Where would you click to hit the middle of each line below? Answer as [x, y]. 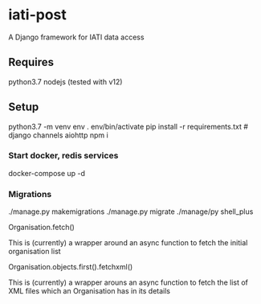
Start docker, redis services [63, 156]
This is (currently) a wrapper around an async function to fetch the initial [128, 243]
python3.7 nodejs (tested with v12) [65, 81]
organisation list [35, 252]
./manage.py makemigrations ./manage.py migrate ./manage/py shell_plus [131, 212]
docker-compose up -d [47, 173]
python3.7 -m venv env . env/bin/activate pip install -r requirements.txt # [128, 126]
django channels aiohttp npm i [58, 135]
